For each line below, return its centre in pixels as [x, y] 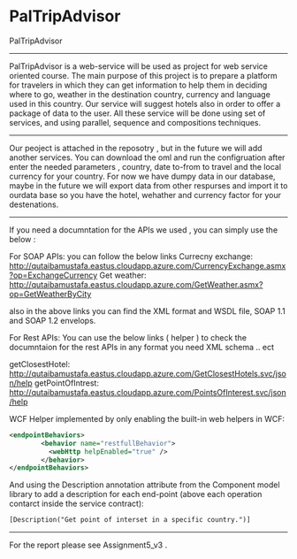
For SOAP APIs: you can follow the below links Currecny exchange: [131, 256]
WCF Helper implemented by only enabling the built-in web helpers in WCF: [147, 418]
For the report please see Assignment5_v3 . [88, 545]
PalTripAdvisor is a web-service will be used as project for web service [138, 66]
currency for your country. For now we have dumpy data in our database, [142, 176]
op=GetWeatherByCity [50, 294]
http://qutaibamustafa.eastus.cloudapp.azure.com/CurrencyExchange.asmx [148, 265]
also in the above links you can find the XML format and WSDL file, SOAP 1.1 [147, 310]
